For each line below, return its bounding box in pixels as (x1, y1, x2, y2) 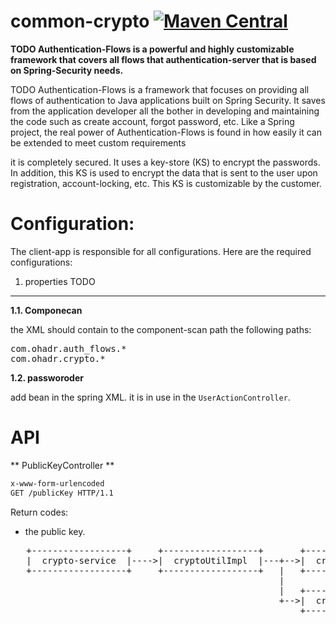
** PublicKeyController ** (10, 459, 115, 471)
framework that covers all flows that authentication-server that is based (10, 53, 317, 65)
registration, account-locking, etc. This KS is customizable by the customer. (10, 177, 322, 189)
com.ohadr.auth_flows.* (10, 343, 127, 354)
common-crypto (10, 10, 150, 33)
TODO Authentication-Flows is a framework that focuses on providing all (10, 83, 310, 95)
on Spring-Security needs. (10, 64, 124, 76)
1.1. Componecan (10, 304, 83, 316)
